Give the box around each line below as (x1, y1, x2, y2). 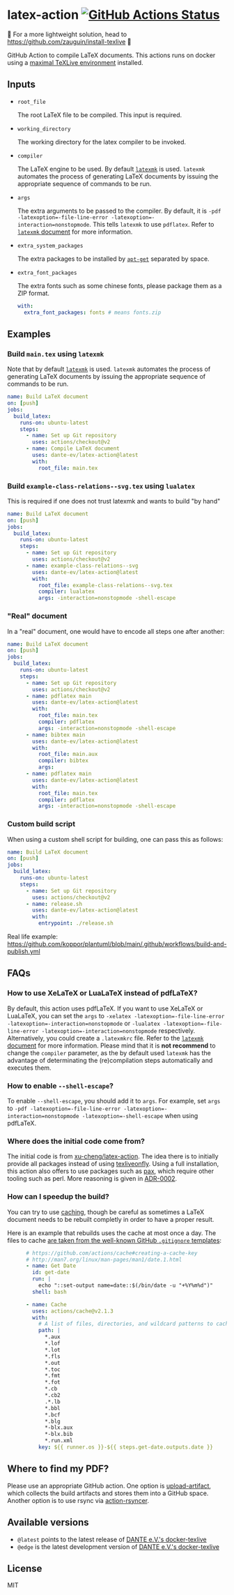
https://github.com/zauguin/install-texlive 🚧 (7, 37, 132, 45)
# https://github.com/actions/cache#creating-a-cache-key (25, 1249, 198, 1257)
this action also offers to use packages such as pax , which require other (7, 1167, 214, 1175)
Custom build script (7, 819, 75, 829)
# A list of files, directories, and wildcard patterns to (38, 1320, 214, 1328)
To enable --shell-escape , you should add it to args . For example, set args (7, 1097, 221, 1105)
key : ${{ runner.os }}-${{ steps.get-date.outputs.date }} (38, 1444, 214, 1451)
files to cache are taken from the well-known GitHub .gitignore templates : (7, 1236, 221, 1244)
